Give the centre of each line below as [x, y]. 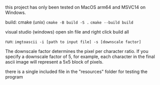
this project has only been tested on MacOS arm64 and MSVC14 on [75, 7]
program [14, 77]
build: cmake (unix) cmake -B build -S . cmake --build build [69, 22]
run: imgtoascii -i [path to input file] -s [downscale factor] [73, 41]
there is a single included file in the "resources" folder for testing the [76, 71]
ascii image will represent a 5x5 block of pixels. [54, 62]
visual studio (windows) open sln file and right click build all [67, 32]
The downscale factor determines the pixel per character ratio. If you [77, 51]
